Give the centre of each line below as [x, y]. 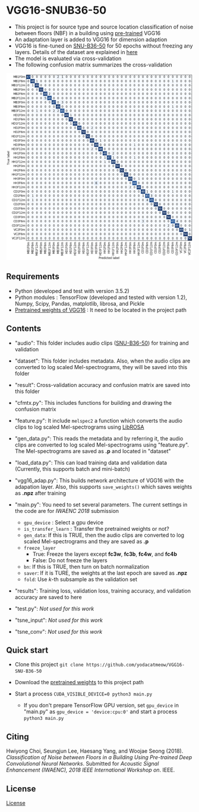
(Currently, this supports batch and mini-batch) [72, 469]
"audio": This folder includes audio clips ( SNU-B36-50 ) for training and [102, 343]
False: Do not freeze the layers [70, 560]
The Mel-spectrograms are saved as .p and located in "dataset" [93, 451]
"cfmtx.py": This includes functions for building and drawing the [93, 402]
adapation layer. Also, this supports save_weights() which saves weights [103, 487]
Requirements [33, 277]
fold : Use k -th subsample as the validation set [80, 579]
